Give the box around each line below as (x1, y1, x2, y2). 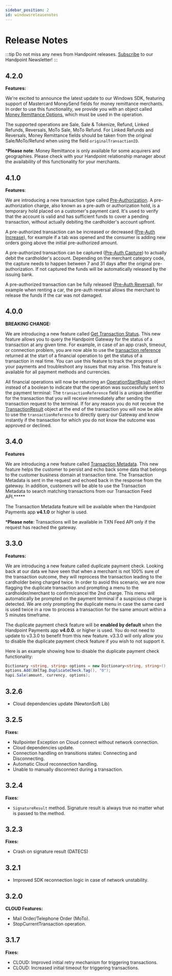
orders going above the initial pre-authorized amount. (5, 240, 118, 246)
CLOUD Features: (5, 906, 43, 911)
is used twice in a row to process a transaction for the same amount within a (5, 606, 166, 612)
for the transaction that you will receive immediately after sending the (5, 395, 152, 401)
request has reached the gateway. (5, 524, 77, 530)
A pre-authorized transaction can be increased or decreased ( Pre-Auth (5, 229, 155, 235)
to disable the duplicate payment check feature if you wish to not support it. (5, 638, 165, 644)
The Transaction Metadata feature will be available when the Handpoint (5, 503, 156, 509)
